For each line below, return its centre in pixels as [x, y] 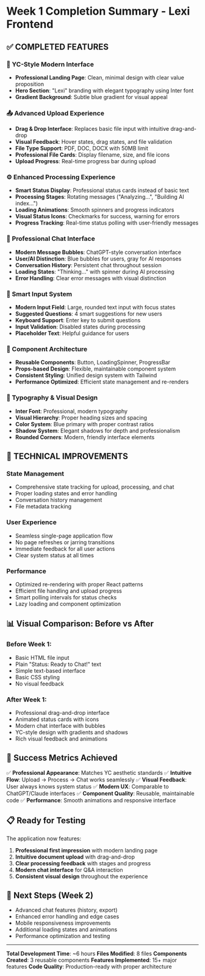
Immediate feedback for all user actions [65, 549]
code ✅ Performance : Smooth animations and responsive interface [91, 800]
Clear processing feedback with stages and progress [83, 863]
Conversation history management [59, 500]
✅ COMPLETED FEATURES [57, 47]
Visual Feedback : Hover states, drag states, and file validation [94, 142]
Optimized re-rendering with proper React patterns [79, 584]
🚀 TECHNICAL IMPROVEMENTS [67, 457]
